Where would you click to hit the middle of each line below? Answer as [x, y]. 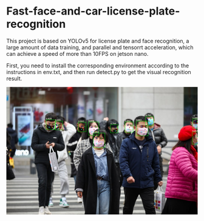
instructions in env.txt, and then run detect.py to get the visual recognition [99, 72]
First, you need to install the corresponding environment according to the [98, 66]
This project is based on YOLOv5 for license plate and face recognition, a [98, 41]
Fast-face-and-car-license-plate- [93, 11]
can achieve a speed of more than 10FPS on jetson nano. [77, 53]
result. [14, 78]
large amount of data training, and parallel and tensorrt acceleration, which [100, 47]
